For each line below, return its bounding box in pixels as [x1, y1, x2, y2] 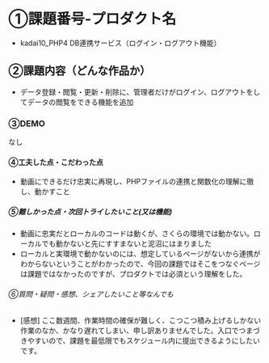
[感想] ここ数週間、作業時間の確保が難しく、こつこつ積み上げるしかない [19, 315, 261, 326]
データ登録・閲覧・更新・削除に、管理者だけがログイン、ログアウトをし [19, 87, 261, 96]
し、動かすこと [19, 187, 70, 196]
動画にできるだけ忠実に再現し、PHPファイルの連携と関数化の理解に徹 [19, 177, 254, 187]
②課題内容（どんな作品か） [8, 64, 151, 78]
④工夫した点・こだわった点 [8, 157, 103, 167]
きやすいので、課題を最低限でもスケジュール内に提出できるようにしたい [19, 336, 260, 346]
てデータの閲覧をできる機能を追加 [19, 97, 134, 107]
